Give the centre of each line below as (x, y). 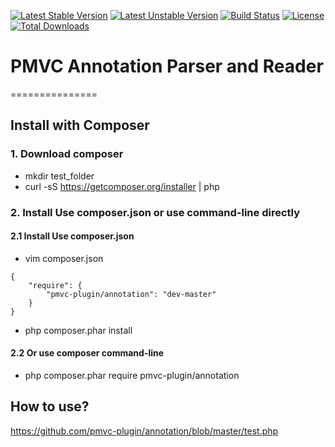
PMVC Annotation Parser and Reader (167, 66)
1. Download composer (67, 154)
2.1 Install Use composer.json (72, 236)
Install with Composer (80, 125)
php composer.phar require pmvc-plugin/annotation (132, 375)
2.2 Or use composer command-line (87, 353)
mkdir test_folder (59, 176)
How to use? (50, 406)
